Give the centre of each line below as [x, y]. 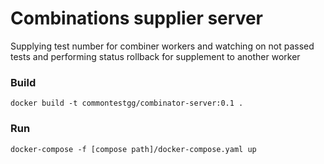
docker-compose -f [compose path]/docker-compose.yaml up [133, 149]
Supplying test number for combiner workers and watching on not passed [162, 46]
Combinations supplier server [136, 18]
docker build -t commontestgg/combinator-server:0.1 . [127, 103]
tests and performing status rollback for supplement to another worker [155, 56]
